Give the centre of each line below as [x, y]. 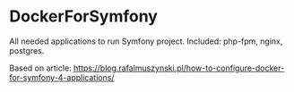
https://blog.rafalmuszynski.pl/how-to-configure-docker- [179, 68]
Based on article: [40, 68]
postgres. [27, 50]
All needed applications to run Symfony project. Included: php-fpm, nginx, [146, 41]
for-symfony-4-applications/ [62, 77]
